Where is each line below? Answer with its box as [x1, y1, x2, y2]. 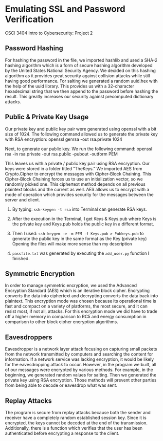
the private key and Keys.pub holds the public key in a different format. [12, 221, 154, 227]
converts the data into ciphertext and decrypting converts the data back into [5, 293, 158, 299]
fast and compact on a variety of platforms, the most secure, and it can [5, 303, 147, 309]
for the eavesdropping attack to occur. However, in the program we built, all [5, 362, 157, 368]
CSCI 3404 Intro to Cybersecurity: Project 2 [5, 30, 93, 36]
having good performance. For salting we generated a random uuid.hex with [5, 78, 158, 84]
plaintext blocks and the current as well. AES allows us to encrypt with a [5, 186, 149, 192]
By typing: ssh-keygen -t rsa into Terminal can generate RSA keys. [12, 206, 147, 212]
